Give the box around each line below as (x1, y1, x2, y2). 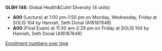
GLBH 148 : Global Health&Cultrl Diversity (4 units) (5, 5, 111, 10)
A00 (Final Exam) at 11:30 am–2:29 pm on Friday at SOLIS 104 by (12, 25, 149, 31)
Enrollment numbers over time (5, 40, 69, 46)
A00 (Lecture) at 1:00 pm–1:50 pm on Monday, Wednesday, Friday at (12, 14, 157, 20)
